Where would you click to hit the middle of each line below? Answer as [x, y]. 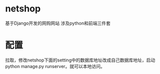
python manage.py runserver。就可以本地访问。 [55, 66]
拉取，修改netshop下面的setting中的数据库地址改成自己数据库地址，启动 [80, 60]
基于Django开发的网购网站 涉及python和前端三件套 [58, 23]
